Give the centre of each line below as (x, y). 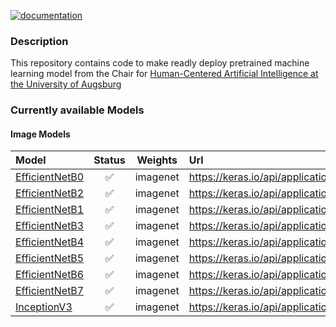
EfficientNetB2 (50, 193)
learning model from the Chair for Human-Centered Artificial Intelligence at (164, 74)
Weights (157, 160)
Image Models (40, 134)
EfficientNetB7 (50, 291)
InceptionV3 (44, 307)
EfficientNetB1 (50, 210)
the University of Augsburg (66, 84)
